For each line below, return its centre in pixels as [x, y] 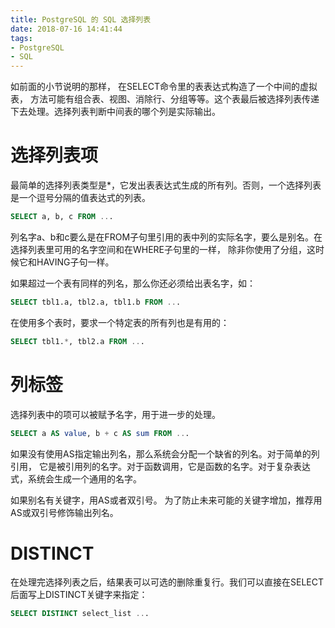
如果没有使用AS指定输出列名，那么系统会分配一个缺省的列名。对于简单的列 [165, 453]
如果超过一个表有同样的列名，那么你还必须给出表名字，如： [133, 283]
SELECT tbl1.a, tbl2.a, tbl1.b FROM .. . [96, 302]
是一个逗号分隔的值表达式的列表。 [80, 198]
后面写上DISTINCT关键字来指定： [79, 595]
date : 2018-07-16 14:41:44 [66, 29]
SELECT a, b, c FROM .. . [62, 217]
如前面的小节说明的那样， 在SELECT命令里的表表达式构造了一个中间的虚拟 [164, 87]
